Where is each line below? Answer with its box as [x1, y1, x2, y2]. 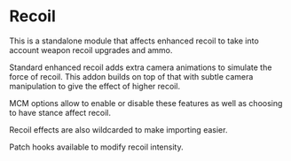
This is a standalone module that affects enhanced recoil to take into [9, 35, 259, 46]
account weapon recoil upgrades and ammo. [9, 44, 173, 55]
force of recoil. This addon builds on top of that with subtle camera [9, 71, 254, 81]
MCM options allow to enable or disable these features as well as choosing [9, 97, 283, 108]
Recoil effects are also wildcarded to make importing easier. [9, 124, 228, 134]
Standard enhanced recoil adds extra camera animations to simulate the [9, 62, 272, 73]
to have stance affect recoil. [9, 107, 112, 118]
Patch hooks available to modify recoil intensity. [9, 142, 184, 152]
